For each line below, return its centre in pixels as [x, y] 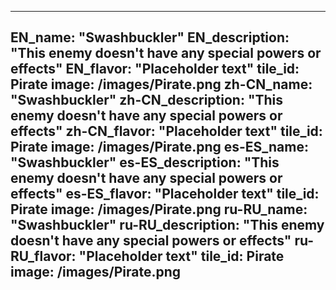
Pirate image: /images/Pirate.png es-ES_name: [160, 147]
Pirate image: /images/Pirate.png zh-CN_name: [161, 84]
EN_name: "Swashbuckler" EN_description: [150, 37]
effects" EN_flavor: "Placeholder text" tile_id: [155, 69]
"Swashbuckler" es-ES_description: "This [145, 162]
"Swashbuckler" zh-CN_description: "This [147, 100]
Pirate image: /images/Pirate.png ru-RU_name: [159, 209]
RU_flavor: [43, 256]
